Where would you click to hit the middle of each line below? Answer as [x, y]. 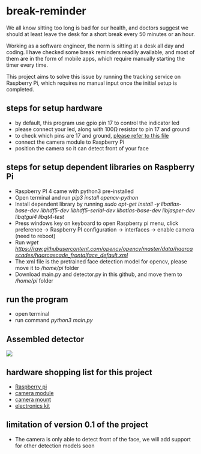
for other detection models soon [55, 446]
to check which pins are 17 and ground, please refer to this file [92, 135]
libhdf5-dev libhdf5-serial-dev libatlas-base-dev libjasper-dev [118, 210]
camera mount [33, 399]
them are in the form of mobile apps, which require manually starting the [95, 58]
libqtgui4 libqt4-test [39, 216]
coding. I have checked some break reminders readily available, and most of [100, 52]
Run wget [27, 242]
